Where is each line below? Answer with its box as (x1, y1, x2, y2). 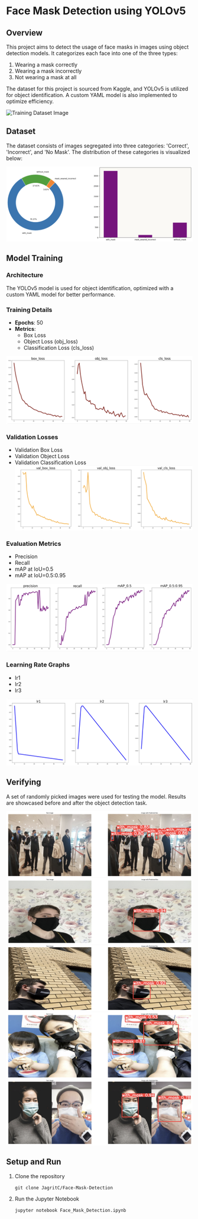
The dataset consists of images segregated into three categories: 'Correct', (6, 142, 189, 149)
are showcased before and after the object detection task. (6, 799, 148, 806)
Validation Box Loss (14, 446, 63, 453)
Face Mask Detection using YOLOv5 (6, 4, 186, 18)
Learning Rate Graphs (6, 661, 70, 669)
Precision (14, 553, 38, 560)
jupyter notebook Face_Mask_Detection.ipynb (14, 1207, 126, 1213)
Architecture (6, 271, 44, 279)
